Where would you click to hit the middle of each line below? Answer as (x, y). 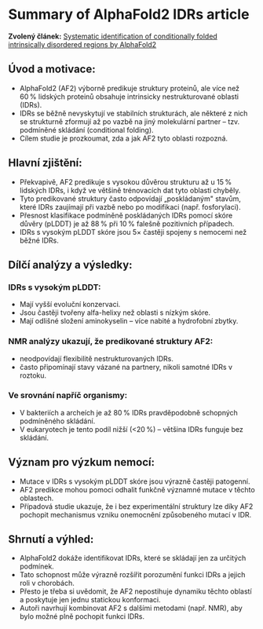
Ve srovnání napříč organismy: (68, 396)
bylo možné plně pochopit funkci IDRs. (82, 616)
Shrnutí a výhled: (51, 539)
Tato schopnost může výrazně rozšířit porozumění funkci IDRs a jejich (132, 575)
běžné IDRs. (39, 240)
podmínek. (37, 566)
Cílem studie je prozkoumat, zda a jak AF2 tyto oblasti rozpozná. (124, 138)
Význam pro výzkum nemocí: (82, 462)
